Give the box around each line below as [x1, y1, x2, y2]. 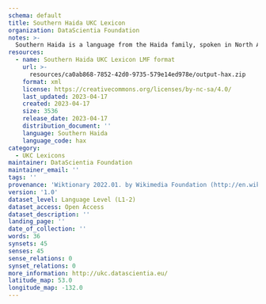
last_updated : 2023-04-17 [22, 93, 108, 101]
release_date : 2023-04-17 [22, 115, 108, 123]
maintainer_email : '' [8, 166, 80, 174]
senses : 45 [8, 247, 44, 255]
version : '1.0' [8, 188, 59, 196]
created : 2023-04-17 [22, 100, 90, 108]
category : [8, 144, 41, 152]
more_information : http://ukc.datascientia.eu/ [8, 269, 169, 277]
